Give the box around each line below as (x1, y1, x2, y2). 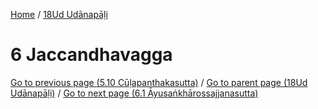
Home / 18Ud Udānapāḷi (10, 9, 108, 20)
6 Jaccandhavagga (10, 44, 173, 66)
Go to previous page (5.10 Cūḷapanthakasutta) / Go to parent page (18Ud (10, 76, 308, 88)
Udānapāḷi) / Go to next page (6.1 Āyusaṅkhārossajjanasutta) (10, 87, 259, 99)
